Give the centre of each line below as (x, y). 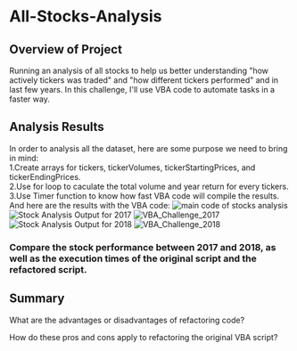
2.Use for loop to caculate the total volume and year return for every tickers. (149, 186)
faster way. (30, 99)
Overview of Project (66, 49)
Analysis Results (57, 127)
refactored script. (48, 269)
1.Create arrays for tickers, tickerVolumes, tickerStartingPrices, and (132, 167)
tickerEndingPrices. (45, 176)
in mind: (24, 158)
